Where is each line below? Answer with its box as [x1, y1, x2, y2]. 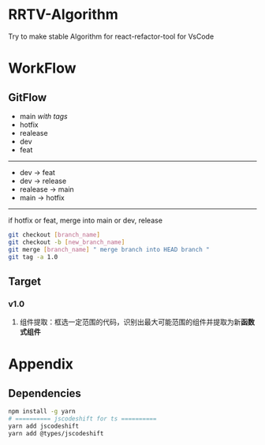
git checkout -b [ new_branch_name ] [8, 238, 125, 246]
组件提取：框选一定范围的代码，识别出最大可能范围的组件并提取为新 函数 [19, 317, 255, 327]
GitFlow [8, 91, 47, 104]
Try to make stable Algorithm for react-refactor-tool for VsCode [8, 32, 215, 41]
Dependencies [8, 387, 81, 400]
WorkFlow [8, 59, 77, 77]
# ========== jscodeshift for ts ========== [8, 415, 157, 423]
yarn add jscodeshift [8, 422, 80, 430]
